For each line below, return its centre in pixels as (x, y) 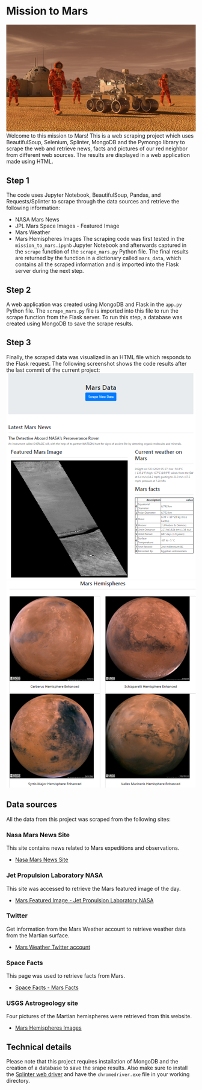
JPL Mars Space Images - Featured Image (67, 226)
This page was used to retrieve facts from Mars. (66, 976)
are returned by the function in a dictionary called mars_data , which (98, 258)
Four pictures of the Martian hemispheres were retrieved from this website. (99, 1016)
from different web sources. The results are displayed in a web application (98, 155)
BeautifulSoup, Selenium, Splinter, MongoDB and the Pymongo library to (96, 142)
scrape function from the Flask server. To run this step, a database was (94, 317)
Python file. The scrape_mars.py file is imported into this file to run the (92, 311)
